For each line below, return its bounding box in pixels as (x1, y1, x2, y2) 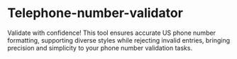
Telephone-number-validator (7, 5, 183, 21)
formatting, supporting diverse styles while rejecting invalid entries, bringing (7, 36, 231, 44)
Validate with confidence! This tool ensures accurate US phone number (7, 28, 216, 37)
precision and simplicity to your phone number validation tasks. (7, 43, 193, 52)
